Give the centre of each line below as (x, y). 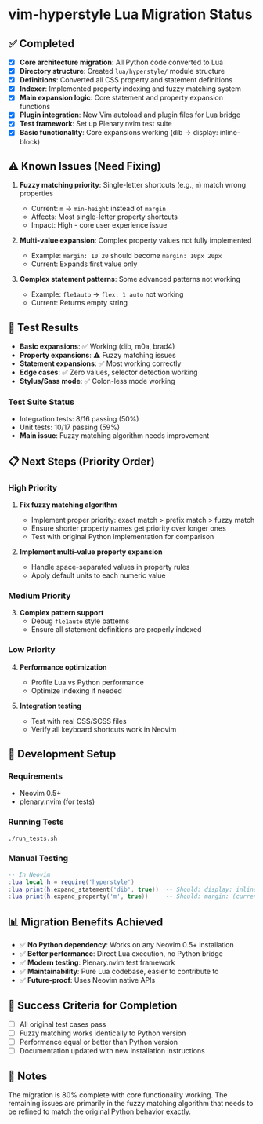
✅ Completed (41, 44)
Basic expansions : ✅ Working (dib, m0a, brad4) (97, 346)
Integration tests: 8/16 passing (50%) (79, 419)
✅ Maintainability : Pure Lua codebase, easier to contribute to (119, 972)
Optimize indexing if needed (77, 690)
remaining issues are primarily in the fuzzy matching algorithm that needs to (131, 1104)
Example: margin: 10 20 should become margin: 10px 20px (126, 256)
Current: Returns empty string (79, 303)
